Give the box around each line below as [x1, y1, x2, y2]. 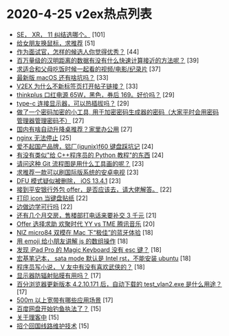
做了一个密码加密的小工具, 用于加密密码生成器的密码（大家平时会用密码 [16, 107, 219, 116]
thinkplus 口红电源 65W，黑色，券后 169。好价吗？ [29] [16, 90, 175, 98]
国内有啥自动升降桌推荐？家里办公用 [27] [16, 125, 133, 133]
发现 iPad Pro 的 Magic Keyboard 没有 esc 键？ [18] [16, 245, 162, 253]
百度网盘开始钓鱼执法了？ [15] [16, 304, 101, 313]
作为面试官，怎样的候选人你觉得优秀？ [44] [16, 48, 140, 56]
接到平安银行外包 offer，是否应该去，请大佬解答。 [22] [16, 185, 173, 193]
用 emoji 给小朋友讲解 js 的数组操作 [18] [16, 237, 129, 245]
